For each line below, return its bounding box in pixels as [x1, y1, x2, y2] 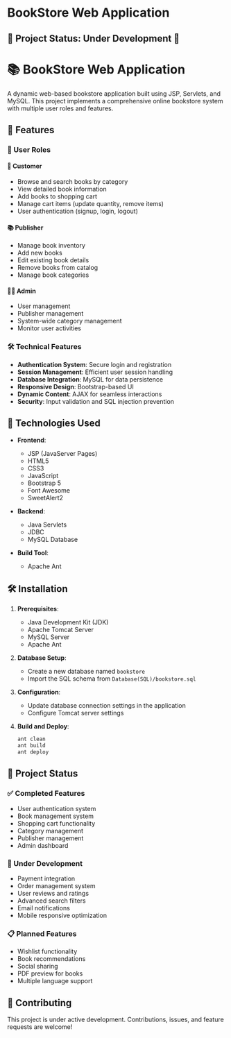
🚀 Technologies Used [7, 418, 101, 429]
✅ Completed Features [7, 789, 85, 799]
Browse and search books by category [17, 178, 128, 186]
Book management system [17, 812, 94, 820]
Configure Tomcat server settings [27, 709, 124, 717]
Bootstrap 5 [27, 479, 61, 487]
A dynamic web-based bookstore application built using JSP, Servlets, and [7, 89, 221, 98]
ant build [17, 742, 46, 749]
